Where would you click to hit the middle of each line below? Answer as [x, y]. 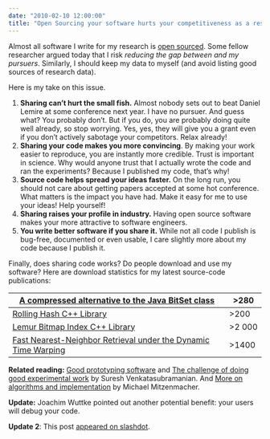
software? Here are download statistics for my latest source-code [117, 272]
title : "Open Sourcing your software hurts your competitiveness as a [129, 23]
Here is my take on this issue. [57, 87]
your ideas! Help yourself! [63, 205]
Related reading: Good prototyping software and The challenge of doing [129, 369]
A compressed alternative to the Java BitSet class [117, 300]
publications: [30, 280]
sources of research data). [52, 71]
